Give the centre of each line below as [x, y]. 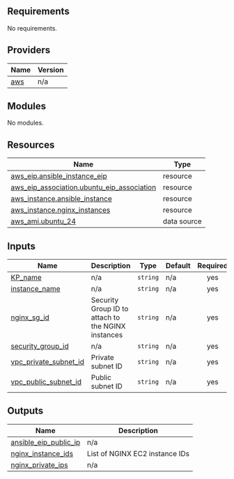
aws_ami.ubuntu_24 [44, 221]
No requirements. [32, 28]
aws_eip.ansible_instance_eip [59, 176]
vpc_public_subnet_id [46, 382]
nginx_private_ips [39, 464]
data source [182, 221]
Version [50, 70]
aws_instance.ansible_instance [62, 199]
